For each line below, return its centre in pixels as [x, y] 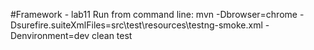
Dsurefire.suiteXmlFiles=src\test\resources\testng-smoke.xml [136, 25]
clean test [112, 35]
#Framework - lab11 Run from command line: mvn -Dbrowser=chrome [154, 14]
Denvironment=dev [50, 35]
